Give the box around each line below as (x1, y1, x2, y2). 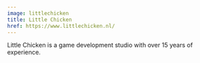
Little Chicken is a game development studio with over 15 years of (7, 41, 193, 49)
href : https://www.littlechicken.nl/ (7, 22, 115, 29)
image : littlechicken (7, 9, 69, 17)
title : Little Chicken (7, 16, 72, 23)
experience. (7, 48, 41, 56)
